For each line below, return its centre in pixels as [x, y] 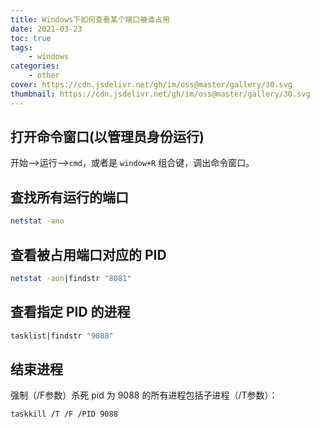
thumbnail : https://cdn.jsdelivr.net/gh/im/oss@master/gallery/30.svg [160, 94]
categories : [35, 66]
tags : [21, 47]
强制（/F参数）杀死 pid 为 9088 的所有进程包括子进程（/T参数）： [144, 395]
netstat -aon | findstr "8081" [71, 278]
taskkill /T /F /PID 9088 [64, 414]
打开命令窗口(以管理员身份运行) [107, 137]
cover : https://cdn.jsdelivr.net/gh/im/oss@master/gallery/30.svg [151, 85]
